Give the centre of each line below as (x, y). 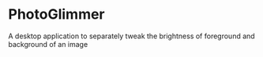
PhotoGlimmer (56, 14)
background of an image (48, 44)
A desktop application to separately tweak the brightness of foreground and (131, 36)
